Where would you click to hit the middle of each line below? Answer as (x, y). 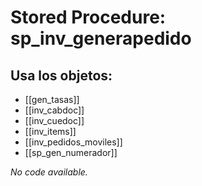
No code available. (49, 172)
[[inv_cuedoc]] (54, 120)
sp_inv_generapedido (101, 38)
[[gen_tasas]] (52, 99)
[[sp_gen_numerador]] (71, 152)
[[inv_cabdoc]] (54, 110)
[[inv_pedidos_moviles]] (73, 142)
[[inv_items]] (50, 131)
